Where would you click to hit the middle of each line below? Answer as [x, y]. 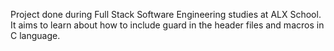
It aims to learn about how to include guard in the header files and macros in [167, 25]
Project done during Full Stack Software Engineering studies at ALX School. [166, 14]
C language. [35, 35]
